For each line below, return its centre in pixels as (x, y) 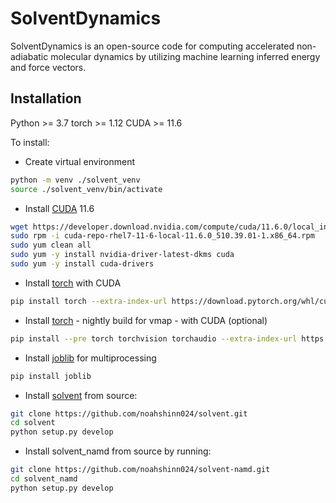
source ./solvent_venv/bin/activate (86, 189)
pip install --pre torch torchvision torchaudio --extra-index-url (154, 338)
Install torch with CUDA (73, 283)
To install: (30, 142)
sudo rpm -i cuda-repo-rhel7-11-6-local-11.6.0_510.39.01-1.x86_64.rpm (162, 236)
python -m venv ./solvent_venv (75, 180)
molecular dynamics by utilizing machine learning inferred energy (185, 56)
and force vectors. (48, 67)
